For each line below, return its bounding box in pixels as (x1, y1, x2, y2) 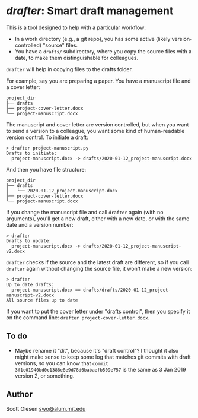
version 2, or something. (14, 372, 75, 379)
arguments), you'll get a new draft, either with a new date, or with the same (6, 215, 190, 222)
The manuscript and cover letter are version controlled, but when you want (6, 121, 189, 128)
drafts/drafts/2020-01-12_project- (82, 287, 171, 293)
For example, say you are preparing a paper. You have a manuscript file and (6, 77, 191, 84)
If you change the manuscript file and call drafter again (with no (6, 208, 164, 216)
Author (6, 389, 33, 400)
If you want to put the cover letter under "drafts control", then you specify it (6, 308, 190, 315)
